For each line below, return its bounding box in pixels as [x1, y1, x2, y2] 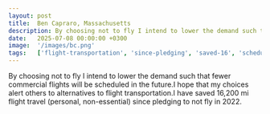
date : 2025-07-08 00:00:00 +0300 [8, 34, 128, 43]
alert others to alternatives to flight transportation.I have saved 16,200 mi [8, 88, 249, 97]
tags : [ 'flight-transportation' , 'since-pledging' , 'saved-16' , [8, 49, 235, 57]
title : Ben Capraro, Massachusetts [8, 19, 131, 27]
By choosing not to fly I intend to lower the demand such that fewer [8, 71, 231, 80]
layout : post [8, 11, 52, 20]
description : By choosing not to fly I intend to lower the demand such [8, 26, 257, 35]
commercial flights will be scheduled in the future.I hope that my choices [8, 79, 249, 89]
